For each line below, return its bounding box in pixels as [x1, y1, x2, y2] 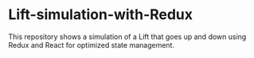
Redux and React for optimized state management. [8, 40, 175, 49]
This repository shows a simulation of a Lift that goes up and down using [8, 32, 247, 41]
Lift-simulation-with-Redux [8, 6, 193, 24]
